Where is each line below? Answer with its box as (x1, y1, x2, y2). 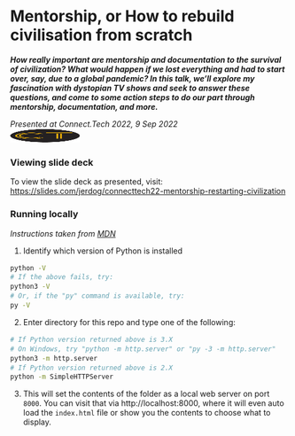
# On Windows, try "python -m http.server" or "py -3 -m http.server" (10, 344, 276, 354)
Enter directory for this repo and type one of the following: (22, 316, 236, 327)
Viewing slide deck (10, 156, 94, 168)
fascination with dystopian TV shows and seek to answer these (10, 82, 251, 93)
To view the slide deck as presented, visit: (10, 176, 163, 187)
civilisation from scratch (10, 25, 193, 45)
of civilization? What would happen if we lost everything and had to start (10, 64, 285, 74)
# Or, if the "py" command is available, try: (10, 292, 185, 300)
